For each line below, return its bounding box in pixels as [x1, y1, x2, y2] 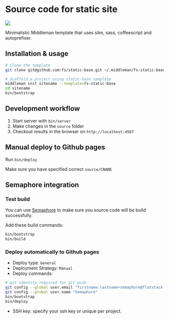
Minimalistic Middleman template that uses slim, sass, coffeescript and [5, 29, 152, 36]
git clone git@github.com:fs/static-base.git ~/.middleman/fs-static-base [5, 67, 165, 72]
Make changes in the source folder [12, 123, 84, 129]
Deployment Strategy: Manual [12, 265, 73, 271]
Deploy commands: [12, 270, 53, 277]
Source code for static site [5, 4, 118, 15]
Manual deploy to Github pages [5, 143, 106, 152]
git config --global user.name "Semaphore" [5, 290, 98, 295]
